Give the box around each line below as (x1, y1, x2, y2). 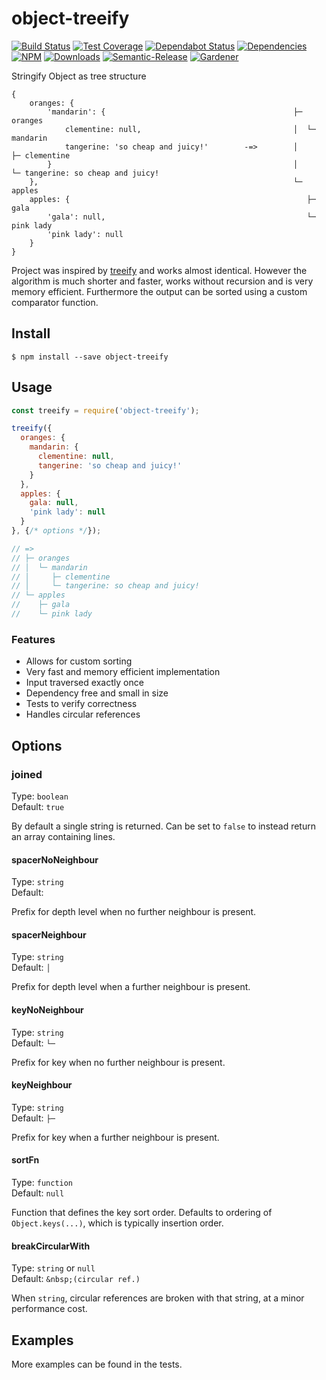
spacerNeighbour (11, 928, 87, 941)
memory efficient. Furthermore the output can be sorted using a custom (11, 285, 308, 297)
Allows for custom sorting (25, 655, 133, 667)
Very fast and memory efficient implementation (25, 666, 221, 678)
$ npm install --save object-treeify (11, 352, 169, 362)
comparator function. (11, 296, 99, 308)
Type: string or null (11, 1262, 96, 1274)
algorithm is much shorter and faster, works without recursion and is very (11, 275, 314, 287)
